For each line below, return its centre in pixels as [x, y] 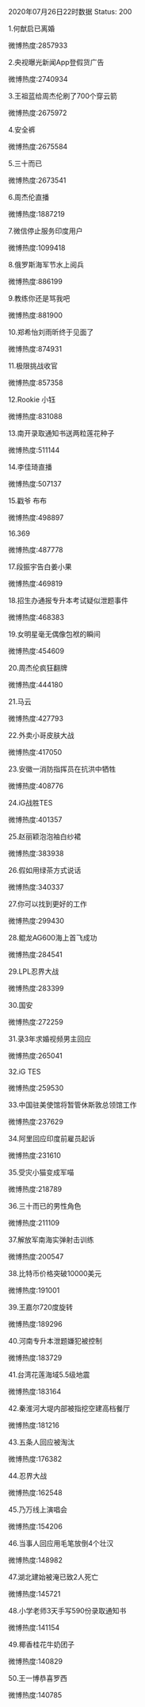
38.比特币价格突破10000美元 [55, 1273]
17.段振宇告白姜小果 [40, 567]
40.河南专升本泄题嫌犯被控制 [55, 1341]
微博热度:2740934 [38, 79]
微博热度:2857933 [38, 45]
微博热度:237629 [36, 1122]
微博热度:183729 [35, 1358]
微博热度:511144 [34, 450]
